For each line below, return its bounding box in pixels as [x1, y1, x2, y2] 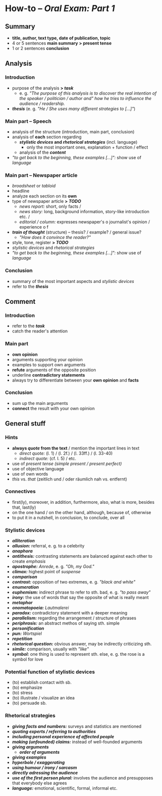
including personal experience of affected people [12, 733, 114, 739]
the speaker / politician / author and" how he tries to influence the [19, 95, 152, 101]
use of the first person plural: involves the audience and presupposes [12, 775, 154, 780]
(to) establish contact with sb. [12, 680, 72, 685]
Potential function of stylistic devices [5, 668, 95, 675]
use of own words [12, 471, 49, 477]
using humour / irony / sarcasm [12, 764, 77, 770]
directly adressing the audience [12, 770, 78, 776]
